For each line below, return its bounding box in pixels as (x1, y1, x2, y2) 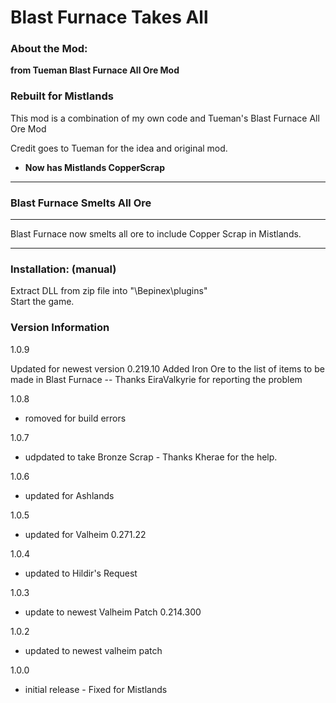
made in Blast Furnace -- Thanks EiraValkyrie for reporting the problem (10, 373, 303, 385)
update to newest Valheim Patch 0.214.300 (24, 606, 202, 618)
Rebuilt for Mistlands (10, 89, 114, 103)
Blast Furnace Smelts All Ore (10, 196, 152, 210)
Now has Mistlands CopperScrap (24, 161, 166, 173)
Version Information (10, 321, 110, 335)
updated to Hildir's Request (24, 567, 138, 579)
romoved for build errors (24, 412, 127, 424)
